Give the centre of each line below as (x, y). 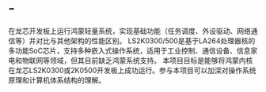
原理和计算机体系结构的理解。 (57, 80)
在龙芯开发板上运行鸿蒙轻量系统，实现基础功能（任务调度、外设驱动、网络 (129, 31)
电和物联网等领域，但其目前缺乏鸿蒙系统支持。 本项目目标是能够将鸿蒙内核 (131, 60)
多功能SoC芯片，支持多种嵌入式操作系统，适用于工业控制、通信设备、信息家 (133, 50)
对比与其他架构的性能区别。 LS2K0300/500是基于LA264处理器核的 (145, 40)
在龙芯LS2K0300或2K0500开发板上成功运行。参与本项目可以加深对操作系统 (132, 70)
